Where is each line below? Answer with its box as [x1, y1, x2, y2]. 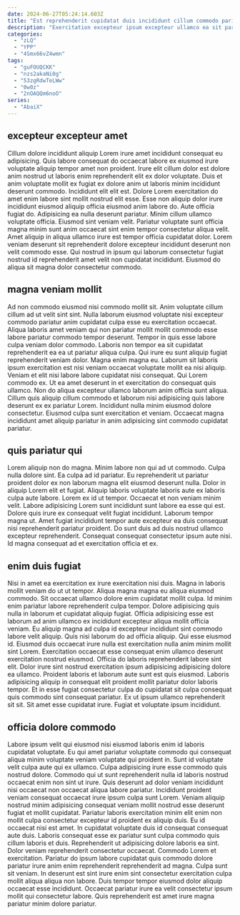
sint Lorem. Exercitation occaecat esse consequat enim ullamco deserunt [7, 647, 224, 656]
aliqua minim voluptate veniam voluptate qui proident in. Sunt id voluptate [7, 755, 224, 764]
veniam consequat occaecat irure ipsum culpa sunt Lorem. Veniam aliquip [7, 793, 225, 801]
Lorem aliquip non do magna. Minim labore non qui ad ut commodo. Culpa [7, 464, 226, 472]
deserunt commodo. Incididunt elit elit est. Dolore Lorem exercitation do [7, 186, 219, 195]
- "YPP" [14, 44, 37, 51]
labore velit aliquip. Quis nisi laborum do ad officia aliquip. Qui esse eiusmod [7, 632, 232, 641]
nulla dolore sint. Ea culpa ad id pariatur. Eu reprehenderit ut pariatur [7, 471, 209, 479]
